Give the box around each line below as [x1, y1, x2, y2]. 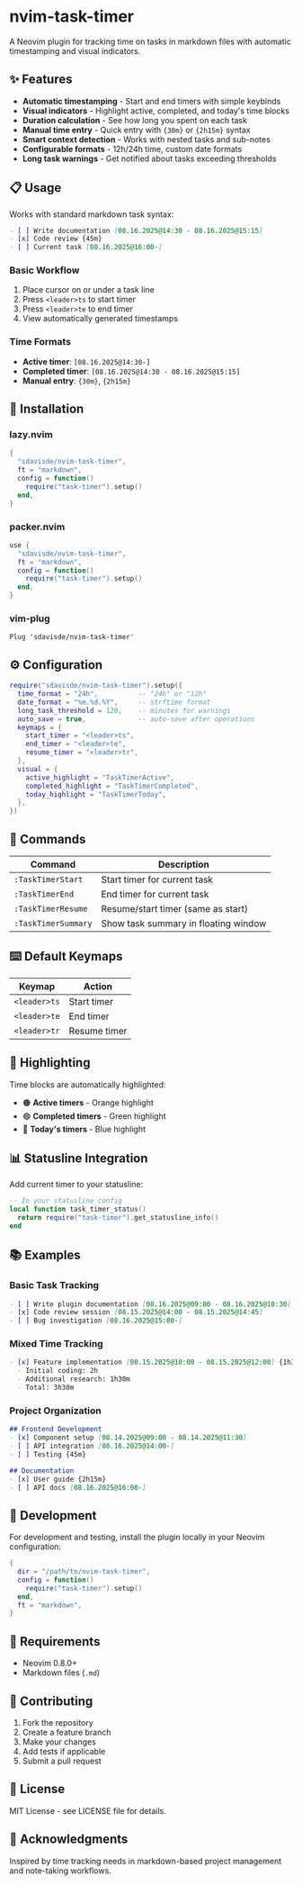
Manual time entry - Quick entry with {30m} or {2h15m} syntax [22, 124, 251, 135]
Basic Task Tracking [9, 1279, 100, 1292]
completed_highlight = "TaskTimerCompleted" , [25, 781, 200, 790]
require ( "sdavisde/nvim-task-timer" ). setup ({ [9, 681, 182, 690]
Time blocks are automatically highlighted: [9, 1078, 166, 1090]
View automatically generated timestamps [22, 313, 178, 324]
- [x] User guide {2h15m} [9, 1475, 106, 1484]
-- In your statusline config [9, 1196, 123, 1205]
